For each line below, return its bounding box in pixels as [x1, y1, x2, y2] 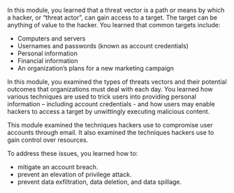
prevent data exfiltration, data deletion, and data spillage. [17, 178, 182, 186]
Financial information [17, 57, 78, 65]
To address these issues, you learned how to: [7, 150, 138, 157]
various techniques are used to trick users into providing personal [7, 92, 197, 101]
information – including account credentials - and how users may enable [7, 100, 215, 108]
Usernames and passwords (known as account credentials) [17, 42, 189, 50]
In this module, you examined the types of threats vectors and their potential [7, 78, 227, 86]
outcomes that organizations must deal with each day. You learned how [7, 85, 213, 93]
